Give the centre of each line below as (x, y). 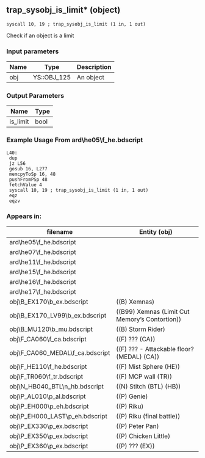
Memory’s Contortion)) (149, 319)
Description (94, 67)
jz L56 (17, 163)
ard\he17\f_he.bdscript (43, 292)
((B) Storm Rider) (141, 329)
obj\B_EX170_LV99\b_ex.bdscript (58, 315)
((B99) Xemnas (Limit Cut (153, 312)
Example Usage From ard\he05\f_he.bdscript (75, 140)
